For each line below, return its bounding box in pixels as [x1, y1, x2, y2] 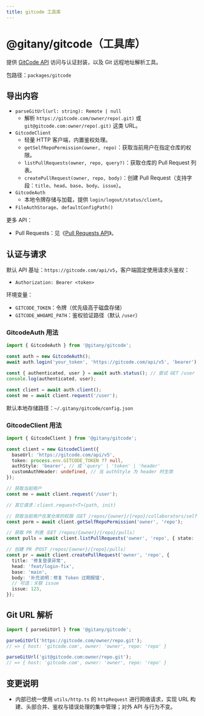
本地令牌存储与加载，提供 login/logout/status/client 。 [24, 196, 166, 203]
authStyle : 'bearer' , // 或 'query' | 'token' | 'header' [12, 463, 161, 469]
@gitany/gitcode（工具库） [6, 37, 146, 51]
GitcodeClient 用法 [6, 421, 62, 429]
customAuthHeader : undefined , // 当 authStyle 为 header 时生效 [12, 469, 173, 475]
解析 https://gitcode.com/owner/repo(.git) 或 [24, 114, 141, 122]
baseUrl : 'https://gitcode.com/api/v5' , [12, 452, 115, 458]
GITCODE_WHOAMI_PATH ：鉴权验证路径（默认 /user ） [15, 312, 141, 319]
